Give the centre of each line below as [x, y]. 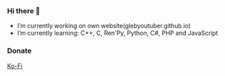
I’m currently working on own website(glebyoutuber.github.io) [104, 26]
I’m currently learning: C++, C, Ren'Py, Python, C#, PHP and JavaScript [117, 33]
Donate [19, 51]
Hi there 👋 [24, 11]
